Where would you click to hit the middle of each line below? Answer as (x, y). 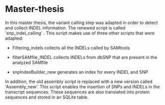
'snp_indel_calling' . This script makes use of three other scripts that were (80, 33)
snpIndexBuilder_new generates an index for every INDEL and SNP (80, 72)
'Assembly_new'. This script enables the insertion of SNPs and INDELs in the (82, 86)
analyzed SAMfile (30, 62)
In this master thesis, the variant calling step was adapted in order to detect (82, 23)
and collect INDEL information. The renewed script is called (65, 27)
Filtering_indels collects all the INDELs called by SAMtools (71, 48)
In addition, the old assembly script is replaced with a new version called (79, 81)
